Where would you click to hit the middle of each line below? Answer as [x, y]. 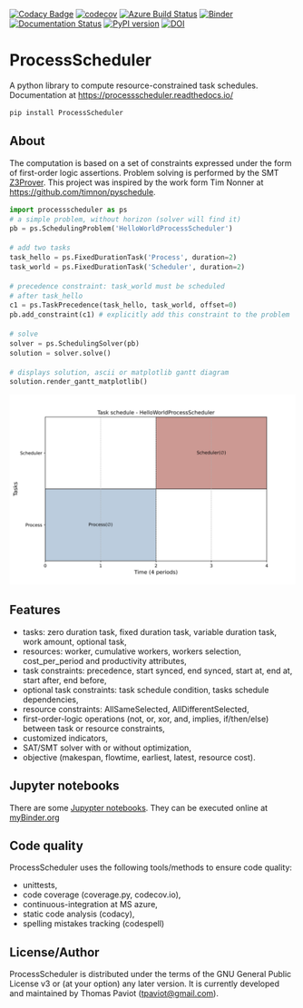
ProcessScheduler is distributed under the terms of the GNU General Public [151, 974]
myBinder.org [34, 817]
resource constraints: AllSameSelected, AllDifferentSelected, [136, 709]
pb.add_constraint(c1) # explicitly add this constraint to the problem [150, 315]
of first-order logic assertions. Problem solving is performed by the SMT [144, 172]
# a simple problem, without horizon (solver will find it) [126, 219]
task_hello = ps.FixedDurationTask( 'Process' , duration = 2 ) [123, 258]
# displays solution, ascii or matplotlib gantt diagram [119, 372]
